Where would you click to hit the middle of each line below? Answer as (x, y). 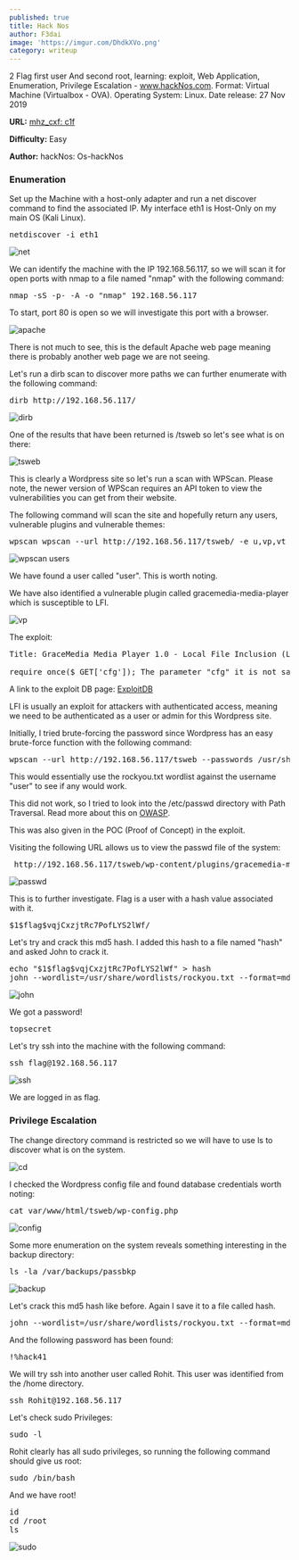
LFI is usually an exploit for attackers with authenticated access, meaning (144, 707)
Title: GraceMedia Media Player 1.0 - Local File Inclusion (143, 654)
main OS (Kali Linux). (48, 218)
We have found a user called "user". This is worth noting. (113, 576)
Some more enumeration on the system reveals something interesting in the (148, 1245)
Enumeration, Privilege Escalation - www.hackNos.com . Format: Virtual (139, 86)
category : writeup (43, 51)
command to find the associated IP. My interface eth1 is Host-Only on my (143, 208)
